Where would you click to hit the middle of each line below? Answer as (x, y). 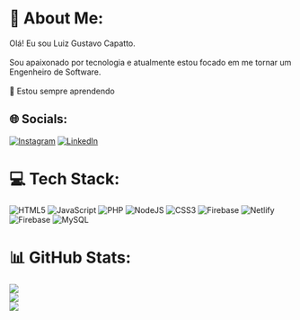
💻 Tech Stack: (65, 178)
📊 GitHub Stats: (71, 258)
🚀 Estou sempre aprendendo (62, 91)
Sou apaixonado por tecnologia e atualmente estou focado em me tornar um (150, 62)
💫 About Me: (57, 18)
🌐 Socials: (39, 119)
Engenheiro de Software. (55, 72)
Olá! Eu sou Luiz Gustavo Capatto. (73, 43)
